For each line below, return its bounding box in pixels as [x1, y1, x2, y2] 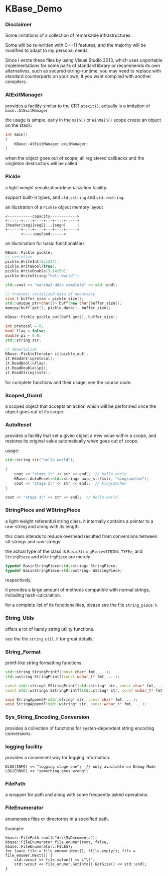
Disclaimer [5, 21, 32, 28]
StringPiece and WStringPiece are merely [5, 553, 91, 559]
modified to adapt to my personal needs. [5, 47, 89, 53]
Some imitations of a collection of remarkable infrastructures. [5, 32, 132, 38]
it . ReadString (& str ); [5, 370, 51, 375]
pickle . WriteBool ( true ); [5, 264, 57, 269]
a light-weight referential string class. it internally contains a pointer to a [5, 518, 154, 524]
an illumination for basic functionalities [5, 240, 85, 246]
